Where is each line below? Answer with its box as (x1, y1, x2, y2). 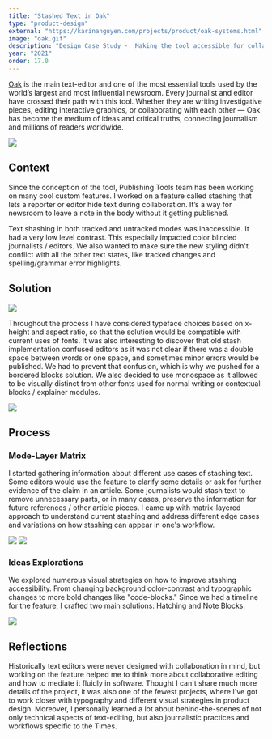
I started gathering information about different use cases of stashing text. (8, 469, 253, 478)
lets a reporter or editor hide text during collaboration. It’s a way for (8, 199, 232, 209)
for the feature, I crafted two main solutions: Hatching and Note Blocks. (8, 601, 245, 611)
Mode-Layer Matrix (8, 450, 87, 461)
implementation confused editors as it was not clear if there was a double (8, 344, 253, 354)
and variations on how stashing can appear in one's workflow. (8, 520, 215, 530)
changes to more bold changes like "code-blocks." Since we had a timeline (8, 592, 259, 602)
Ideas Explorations (8, 557, 83, 568)
